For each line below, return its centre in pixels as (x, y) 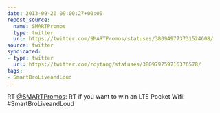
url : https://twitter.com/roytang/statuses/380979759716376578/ (107, 64)
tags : (15, 71)
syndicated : (24, 52)
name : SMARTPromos (40, 26)
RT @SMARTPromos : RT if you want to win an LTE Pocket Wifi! (96, 97)
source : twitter (30, 45)
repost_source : (29, 20)
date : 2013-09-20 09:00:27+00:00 (55, 13)
